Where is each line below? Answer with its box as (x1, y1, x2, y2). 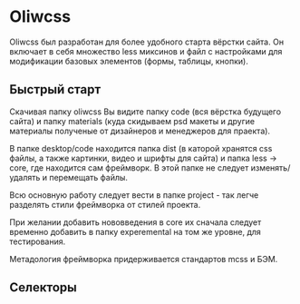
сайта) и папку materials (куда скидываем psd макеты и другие (9, 115, 256, 126)
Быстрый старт (9, 82, 102, 97)
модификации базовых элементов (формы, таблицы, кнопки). (9, 55, 249, 66)
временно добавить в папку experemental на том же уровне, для (9, 226, 261, 237)
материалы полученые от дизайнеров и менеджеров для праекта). (9, 125, 270, 136)
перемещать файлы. (49, 172, 129, 182)
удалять (9, 172, 41, 182)
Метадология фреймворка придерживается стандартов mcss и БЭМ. (9, 253, 278, 264)
